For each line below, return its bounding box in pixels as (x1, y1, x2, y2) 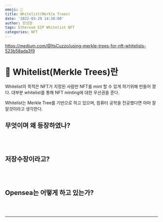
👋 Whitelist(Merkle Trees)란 (5, 66, 118, 78)
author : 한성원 (5, 20, 33, 26)
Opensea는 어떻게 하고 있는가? (5, 189, 94, 197)
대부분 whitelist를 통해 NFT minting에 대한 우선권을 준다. (11, 89, 120, 95)
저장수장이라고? (5, 155, 50, 163)
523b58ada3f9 (5, 48, 35, 54)
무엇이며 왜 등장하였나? (5, 122, 70, 130)
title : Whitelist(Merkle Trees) (5, 12, 70, 16)
